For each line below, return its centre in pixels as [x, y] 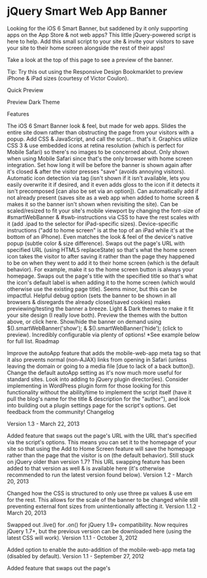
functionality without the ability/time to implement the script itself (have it [100, 392]
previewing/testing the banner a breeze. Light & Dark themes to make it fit [100, 308]
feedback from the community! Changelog [61, 412]
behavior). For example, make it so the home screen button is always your [100, 269]
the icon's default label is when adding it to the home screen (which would [101, 282]
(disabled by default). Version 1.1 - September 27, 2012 [76, 556]
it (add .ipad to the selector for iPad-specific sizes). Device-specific [93, 224]
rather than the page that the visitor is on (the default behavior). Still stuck [100, 455]
